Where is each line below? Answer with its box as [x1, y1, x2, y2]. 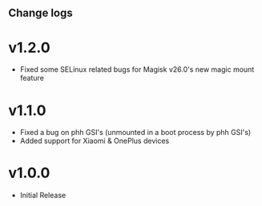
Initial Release [19, 191, 67, 200]
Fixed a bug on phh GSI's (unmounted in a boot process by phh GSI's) [19, 128, 252, 137]
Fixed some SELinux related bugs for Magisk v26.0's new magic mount [19, 65, 255, 74]
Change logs [8, 6, 74, 20]
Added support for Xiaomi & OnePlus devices [19, 136, 170, 146]
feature [19, 73, 44, 83]
